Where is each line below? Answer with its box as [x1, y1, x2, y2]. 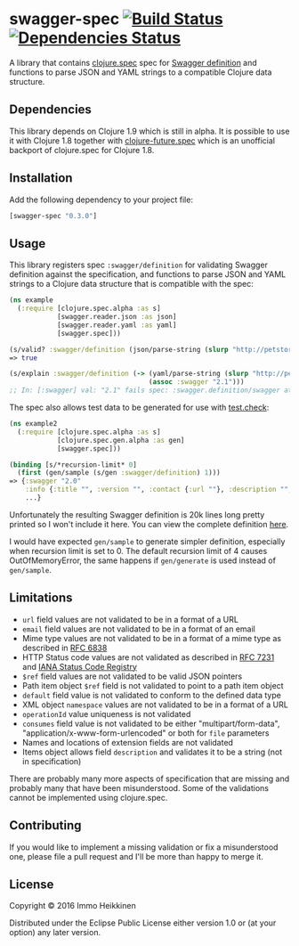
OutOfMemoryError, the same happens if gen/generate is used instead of [9, 555, 276, 566]
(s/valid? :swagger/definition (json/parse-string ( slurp [9, 345, 229, 354]
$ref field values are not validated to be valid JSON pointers [21, 671, 243, 681]
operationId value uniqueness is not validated [21, 708, 191, 719]
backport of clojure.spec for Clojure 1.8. [9, 144, 155, 155]
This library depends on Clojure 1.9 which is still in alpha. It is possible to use [9, 126, 290, 136]
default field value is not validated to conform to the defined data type [21, 689, 282, 700]
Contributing [9, 818, 82, 833]
